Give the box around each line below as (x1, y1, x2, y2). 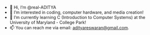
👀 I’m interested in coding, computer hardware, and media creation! (9, 9, 144, 15)
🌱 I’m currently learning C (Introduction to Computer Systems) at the (9, 15, 146, 20)
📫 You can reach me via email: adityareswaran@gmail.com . (9, 25, 129, 30)
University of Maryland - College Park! (9, 19, 86, 25)
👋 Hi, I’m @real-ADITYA (9, 5, 56, 10)
